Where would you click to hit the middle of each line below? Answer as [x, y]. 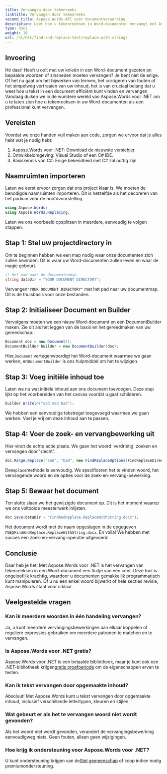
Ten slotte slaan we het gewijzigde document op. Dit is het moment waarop [82, 503]
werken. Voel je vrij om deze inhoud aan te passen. [57, 418]
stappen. [14, 227]
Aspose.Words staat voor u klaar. [39, 587]
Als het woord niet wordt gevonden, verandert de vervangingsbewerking [80, 732]
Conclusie [21, 553]
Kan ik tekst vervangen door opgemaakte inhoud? [67, 685]
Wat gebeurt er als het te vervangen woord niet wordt [71, 715]
